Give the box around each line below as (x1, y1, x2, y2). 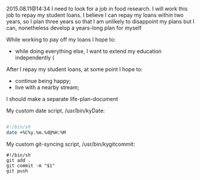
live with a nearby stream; (14, 84, 80, 91)
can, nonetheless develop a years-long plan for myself (6, 24, 142, 31)
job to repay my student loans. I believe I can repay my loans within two (6, 11, 184, 19)
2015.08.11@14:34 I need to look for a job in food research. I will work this (6, 5, 188, 12)
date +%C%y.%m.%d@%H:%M (6, 129, 66, 135)
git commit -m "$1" (6, 163, 55, 169)
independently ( (14, 54, 55, 61)
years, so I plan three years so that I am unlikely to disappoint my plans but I (6, 18, 195, 25)
